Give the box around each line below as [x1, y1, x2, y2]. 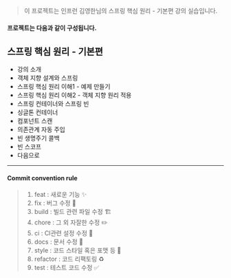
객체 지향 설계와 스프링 [16, 74, 78, 82]
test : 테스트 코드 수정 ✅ [34, 263, 100, 271]
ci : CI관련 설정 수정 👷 [34, 228, 93, 237]
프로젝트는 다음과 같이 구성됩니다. [7, 23, 97, 32]
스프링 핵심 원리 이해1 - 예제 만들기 [16, 83, 111, 91]
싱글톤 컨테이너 [16, 108, 58, 116]
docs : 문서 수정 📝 [34, 237, 84, 246]
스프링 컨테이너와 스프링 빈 [16, 100, 89, 108]
